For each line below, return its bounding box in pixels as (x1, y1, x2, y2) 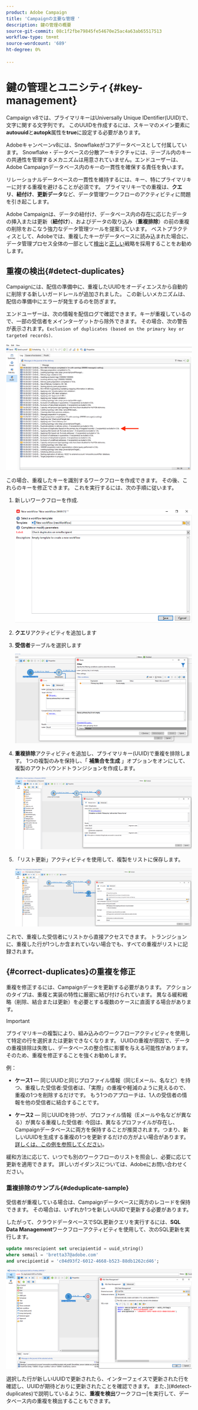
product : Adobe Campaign (6, 9, 67, 15)
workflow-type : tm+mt (6, 34, 60, 41)
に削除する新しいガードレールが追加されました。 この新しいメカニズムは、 (6, 290, 189, 297)
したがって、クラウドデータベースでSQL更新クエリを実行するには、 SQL (6, 1218, 181, 1225)
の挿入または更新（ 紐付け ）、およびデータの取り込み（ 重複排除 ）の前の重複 (6, 218, 190, 225)
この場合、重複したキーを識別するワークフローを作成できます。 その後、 (6, 476, 183, 484)
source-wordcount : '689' (6, 41, 67, 47)
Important (6, 1017, 30, 1024)
